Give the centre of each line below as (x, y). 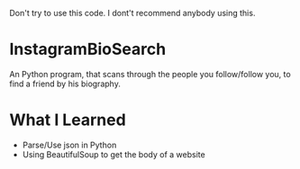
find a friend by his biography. (65, 84)
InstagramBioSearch (88, 49)
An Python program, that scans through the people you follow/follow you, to (150, 74)
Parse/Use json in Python (69, 145)
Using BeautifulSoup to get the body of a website (114, 154)
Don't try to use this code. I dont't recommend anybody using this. (132, 13)
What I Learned (68, 120)
